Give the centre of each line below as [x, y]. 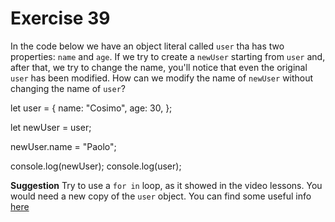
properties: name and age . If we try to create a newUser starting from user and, [168, 56]
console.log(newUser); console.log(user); [96, 166]
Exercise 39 [60, 18]
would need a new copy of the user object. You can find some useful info [161, 196]
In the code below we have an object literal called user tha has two [147, 46]
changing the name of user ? [68, 88]
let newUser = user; [51, 127]
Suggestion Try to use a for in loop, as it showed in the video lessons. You [166, 185]
